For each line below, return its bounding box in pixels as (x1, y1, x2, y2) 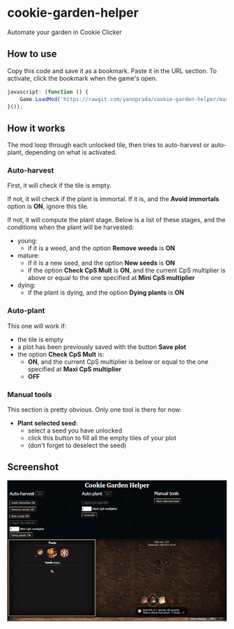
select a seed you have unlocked (27, 426, 123, 435)
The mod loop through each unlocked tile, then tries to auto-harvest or (7, 141, 210, 149)
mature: (17, 251, 40, 260)
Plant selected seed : (17, 419, 78, 428)
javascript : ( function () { (7, 88, 89, 95)
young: (17, 237, 38, 245)
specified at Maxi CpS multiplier (27, 364, 122, 373)
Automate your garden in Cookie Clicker (7, 28, 122, 36)
